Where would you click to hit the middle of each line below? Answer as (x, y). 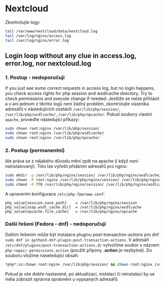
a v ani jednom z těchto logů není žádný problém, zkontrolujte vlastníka (77, 104)
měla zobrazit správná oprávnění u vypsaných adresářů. (62, 279)
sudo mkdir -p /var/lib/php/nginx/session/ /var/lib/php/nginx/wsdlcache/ (83, 175)
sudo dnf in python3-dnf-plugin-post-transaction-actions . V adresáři (77, 240)
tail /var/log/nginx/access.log (38, 36)
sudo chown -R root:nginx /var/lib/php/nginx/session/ (62, 180)
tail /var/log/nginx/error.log (37, 40)
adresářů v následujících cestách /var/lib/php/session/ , (63, 109)
